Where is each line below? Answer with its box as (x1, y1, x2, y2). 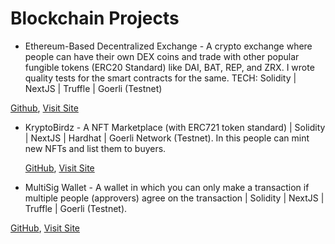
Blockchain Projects (10, 7, 180, 30)
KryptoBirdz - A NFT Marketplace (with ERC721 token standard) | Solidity (24, 121, 326, 133)
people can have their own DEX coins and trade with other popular (24, 50, 300, 62)
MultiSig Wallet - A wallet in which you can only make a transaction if (24, 181, 310, 193)
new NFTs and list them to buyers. (24, 142, 167, 154)
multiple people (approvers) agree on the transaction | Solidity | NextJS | (24, 192, 325, 204)
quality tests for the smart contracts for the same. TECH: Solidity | (24, 72, 297, 84)
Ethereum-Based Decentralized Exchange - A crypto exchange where (24, 40, 313, 52)
